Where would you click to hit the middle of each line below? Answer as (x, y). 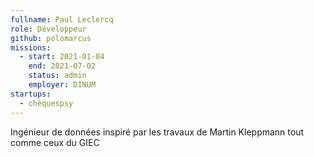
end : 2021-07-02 (62, 66)
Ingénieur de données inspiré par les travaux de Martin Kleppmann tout (157, 132)
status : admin (57, 76)
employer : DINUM (62, 85)
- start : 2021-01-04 (62, 57)
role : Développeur (48, 29)
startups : (31, 94)
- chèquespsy (46, 103)
